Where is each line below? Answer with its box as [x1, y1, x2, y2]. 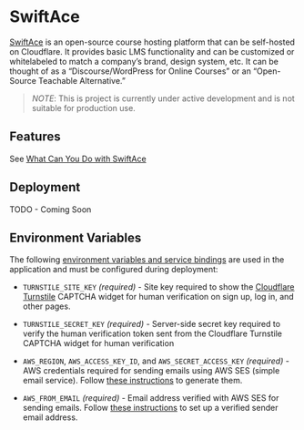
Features [9, 129, 61, 145]
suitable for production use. [31, 102, 137, 113]
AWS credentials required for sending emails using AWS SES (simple [22, 365, 280, 376]
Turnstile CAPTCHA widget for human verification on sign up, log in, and [22, 292, 294, 302]
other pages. [22, 301, 71, 312]
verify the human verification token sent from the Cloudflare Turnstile [22, 328, 282, 339]
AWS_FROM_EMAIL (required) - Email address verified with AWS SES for [22, 393, 279, 404]
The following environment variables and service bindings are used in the [9, 254, 285, 265]
